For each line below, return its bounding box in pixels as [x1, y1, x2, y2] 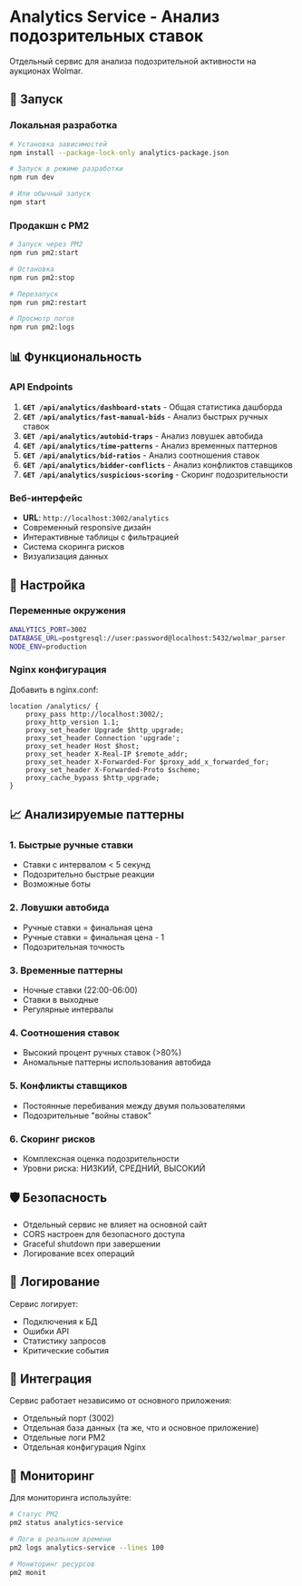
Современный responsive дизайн [22, 522, 151, 533]
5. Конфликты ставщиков [9, 1079, 128, 1092]
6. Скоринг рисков [9, 1133, 95, 1145]
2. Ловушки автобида [9, 901, 110, 914]
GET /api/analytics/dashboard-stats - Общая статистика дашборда [22, 401, 283, 412]
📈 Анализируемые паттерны [9, 807, 184, 823]
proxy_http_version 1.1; [25, 718, 120, 727]
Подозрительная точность [22, 941, 125, 952]
